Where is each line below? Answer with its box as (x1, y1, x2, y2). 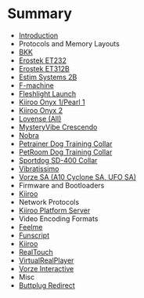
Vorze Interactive (18, 263, 74, 273)
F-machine (18, 80, 54, 90)
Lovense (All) (18, 114, 62, 123)
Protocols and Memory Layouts (18, 38, 121, 48)
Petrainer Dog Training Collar (18, 139, 113, 148)
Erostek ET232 (18, 56, 67, 65)
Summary (7, 5, 72, 23)
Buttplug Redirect (18, 280, 75, 290)
